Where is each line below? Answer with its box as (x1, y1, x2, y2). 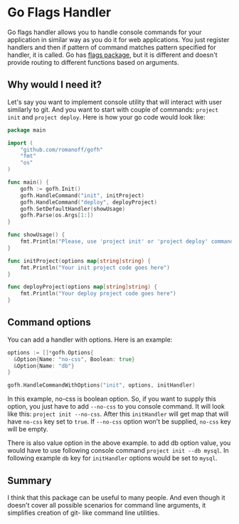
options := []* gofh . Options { (7, 349, 94, 356)
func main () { (7, 179, 50, 186)
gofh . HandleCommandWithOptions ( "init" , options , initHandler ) (7, 382, 196, 389)
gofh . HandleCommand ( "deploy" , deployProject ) (20, 199, 158, 206)
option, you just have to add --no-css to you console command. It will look (7, 402, 225, 411)
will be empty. (7, 425, 48, 434)
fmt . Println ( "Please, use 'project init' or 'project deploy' (20, 238, 208, 245)
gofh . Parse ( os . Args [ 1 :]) (20, 211, 94, 219)
